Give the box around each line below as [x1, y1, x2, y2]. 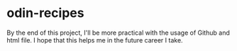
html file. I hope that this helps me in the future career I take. [6, 35, 183, 44]
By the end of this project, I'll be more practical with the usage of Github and [6, 28, 230, 37]
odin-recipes [6, 5, 84, 21]
